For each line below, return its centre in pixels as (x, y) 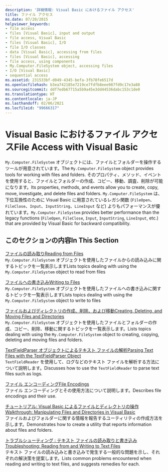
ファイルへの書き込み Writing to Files (43, 282)
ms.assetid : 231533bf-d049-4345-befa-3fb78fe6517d (59, 80)
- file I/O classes (26, 47)
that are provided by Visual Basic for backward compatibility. (68, 223)
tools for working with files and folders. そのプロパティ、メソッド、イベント (83, 175)
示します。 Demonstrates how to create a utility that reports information (78, 424)
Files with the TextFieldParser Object (43, 356)
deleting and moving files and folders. (44, 340)
